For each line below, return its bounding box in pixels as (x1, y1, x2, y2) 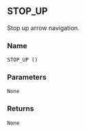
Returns (7, 104, 34, 113)
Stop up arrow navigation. (7, 23, 80, 32)
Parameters (7, 72, 46, 82)
